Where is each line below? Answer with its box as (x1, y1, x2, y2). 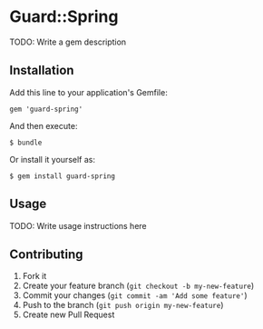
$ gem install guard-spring (9, 171, 116, 181)
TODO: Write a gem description (9, 36, 127, 47)
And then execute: (9, 120, 78, 131)
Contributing (9, 246, 83, 262)
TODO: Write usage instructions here (9, 220, 147, 231)
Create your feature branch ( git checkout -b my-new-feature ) (22, 280, 255, 292)
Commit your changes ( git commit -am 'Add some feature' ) (22, 290, 248, 301)
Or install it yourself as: (9, 154, 95, 164)
